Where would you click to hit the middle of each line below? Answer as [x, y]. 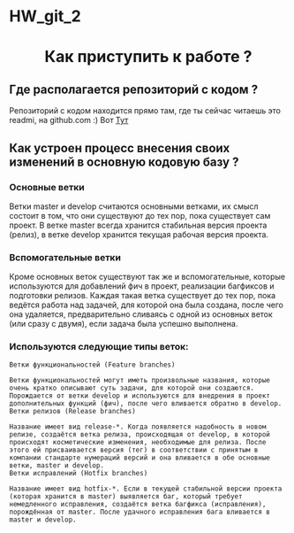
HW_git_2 [45, 16]
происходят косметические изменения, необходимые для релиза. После [138, 443]
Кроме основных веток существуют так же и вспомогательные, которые [147, 277]
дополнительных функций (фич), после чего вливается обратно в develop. [146, 404]
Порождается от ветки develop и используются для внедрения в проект [140, 396]
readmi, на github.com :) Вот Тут [69, 120]
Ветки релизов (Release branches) [73, 412]
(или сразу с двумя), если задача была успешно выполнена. [124, 324]
